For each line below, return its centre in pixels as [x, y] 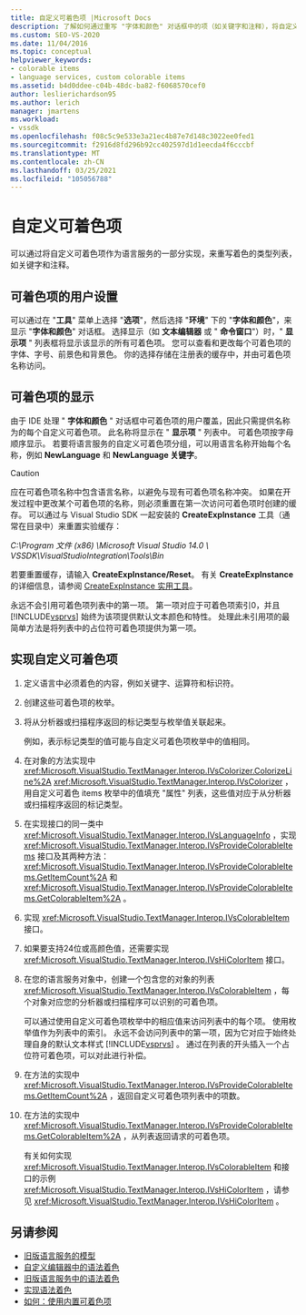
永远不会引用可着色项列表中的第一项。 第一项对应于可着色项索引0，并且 [145, 605]
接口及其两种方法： [73, 856]
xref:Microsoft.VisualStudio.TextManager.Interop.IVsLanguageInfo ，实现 [160, 835]
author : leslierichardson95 [64, 94]
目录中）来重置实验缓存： [74, 525]
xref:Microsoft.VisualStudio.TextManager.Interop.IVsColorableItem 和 [153, 1167]
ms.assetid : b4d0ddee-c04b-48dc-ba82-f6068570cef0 [108, 86]
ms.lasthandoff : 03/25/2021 [64, 170]
